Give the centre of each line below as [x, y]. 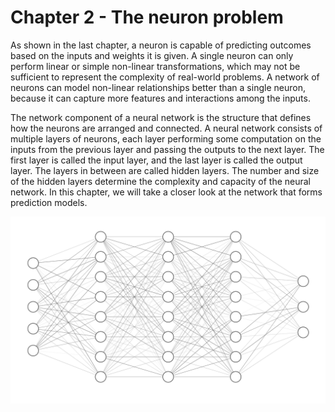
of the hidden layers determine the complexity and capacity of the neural [160, 181]
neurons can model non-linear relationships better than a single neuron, [158, 87]
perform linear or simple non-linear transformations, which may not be [155, 66]
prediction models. [49, 202]
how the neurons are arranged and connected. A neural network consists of [166, 128]
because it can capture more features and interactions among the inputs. [160, 98]
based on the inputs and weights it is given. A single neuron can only [152, 55]
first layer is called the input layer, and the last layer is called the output [156, 160]
